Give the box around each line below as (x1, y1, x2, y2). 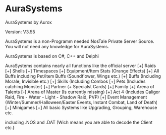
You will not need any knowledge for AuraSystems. (5, 43, 109, 49)
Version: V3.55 (5, 29, 36, 34)
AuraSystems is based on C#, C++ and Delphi (5, 53, 99, 59)
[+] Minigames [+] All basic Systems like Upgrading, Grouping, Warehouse (5, 104, 158, 110)
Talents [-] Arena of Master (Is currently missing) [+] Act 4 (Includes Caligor (5, 89, 160, 95)
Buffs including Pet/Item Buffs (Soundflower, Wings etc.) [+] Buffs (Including (5, 73, 161, 79)
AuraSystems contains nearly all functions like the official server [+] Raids (5, 63, 156, 68)
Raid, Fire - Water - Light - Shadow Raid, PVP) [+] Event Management (5, 94, 147, 100)
